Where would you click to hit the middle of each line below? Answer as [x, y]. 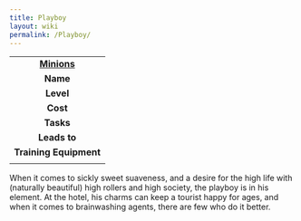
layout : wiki [34, 26]
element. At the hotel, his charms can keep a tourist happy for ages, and [144, 197]
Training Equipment [58, 152]
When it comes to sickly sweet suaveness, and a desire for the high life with [151, 178]
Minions [57, 64]
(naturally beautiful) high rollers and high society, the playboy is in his [139, 187]
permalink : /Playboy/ [50, 34]
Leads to [57, 138]
